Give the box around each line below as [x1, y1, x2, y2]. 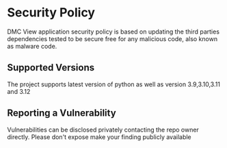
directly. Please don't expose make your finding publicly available [7, 132, 191, 141]
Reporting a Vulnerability [7, 108, 116, 119]
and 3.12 [7, 87, 31, 95]
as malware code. [7, 42, 57, 50]
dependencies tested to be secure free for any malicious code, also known [7, 34, 217, 42]
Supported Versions [7, 62, 94, 73]
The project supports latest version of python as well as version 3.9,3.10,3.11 [7, 80, 221, 88]
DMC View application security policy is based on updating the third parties [7, 27, 220, 36]
